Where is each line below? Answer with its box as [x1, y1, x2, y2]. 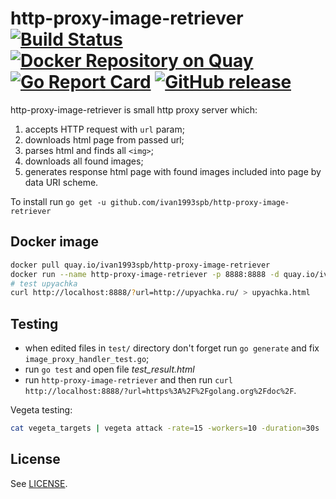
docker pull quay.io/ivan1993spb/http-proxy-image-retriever [10, 260, 271, 270]
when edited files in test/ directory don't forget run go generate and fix [24, 342, 320, 354]
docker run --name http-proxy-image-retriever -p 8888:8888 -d [10, 269, 280, 279]
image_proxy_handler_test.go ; [24, 353, 150, 365]
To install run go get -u [10, 195, 107, 207]
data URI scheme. [24, 176, 99, 188]
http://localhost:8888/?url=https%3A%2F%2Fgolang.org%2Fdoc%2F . [24, 385, 297, 397]
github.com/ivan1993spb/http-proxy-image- [109, 197, 290, 207]
